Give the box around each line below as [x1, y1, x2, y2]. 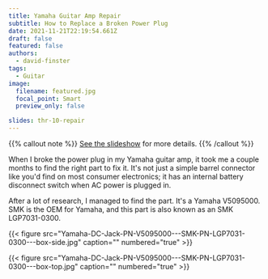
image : [8, 79, 31, 87]
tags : [8, 65, 27, 73]
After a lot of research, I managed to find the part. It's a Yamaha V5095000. [8, 196, 261, 205]
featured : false [8, 42, 63, 50]
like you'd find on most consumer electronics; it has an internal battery [8, 171, 245, 181]
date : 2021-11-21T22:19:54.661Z [8, 27, 117, 35]
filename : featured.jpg [15, 87, 96, 95]
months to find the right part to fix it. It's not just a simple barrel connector [8, 163, 256, 172]
